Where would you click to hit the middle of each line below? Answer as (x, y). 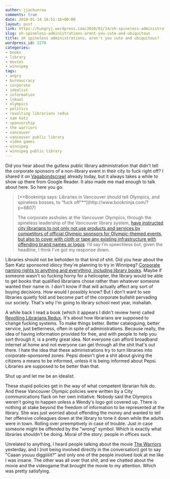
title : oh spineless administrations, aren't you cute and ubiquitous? (82, 38)
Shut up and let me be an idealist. (40, 376)
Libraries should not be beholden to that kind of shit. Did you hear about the (84, 259)
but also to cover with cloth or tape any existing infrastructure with (87, 239)
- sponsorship (20, 123)
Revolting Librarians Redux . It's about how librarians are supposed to (77, 317)
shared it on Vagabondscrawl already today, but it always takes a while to (82, 176)
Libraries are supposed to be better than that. (53, 366)
